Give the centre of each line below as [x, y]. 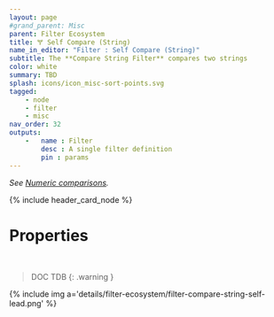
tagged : [23, 91]
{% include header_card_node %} [71, 199]
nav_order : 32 [35, 125]
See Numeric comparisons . [59, 182]
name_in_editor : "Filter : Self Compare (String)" [105, 50]
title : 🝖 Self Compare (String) [70, 42]
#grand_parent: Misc [47, 26]
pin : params [65, 157]
